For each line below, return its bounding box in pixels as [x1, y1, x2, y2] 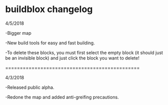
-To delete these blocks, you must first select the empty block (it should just [5, 49, 163, 56]
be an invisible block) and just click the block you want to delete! [5, 55, 140, 61]
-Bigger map [5, 30, 32, 36]
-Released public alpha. [5, 84, 54, 90]
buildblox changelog [5, 4, 93, 15]
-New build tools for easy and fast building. [5, 39, 95, 46]
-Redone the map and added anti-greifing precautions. [5, 94, 119, 100]
